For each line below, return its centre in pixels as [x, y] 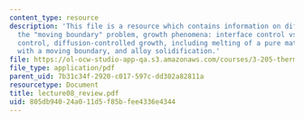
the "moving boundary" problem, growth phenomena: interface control [151, 34]
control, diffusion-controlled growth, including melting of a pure [149, 43]
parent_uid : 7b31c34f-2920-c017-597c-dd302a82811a [107, 77]
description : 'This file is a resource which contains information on [145, 26]
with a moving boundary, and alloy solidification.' [119, 51]
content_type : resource [54, 18]
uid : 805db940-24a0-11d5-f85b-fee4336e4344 [93, 102]
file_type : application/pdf [62, 69]
